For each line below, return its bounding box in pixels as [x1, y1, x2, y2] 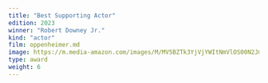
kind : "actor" [8, 33, 56, 42]
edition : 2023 [8, 19, 56, 27]
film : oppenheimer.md [8, 41, 81, 49]
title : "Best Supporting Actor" [8, 11, 116, 20]
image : [8, 48, 30, 56]
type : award [8, 56, 48, 64]
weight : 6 [8, 63, 41, 71]
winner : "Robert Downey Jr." [8, 26, 105, 34]
